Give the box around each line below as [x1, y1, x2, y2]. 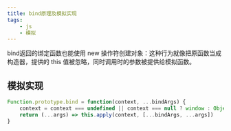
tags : [7, 17, 23, 23]
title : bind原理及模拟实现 [7, 10, 77, 17]
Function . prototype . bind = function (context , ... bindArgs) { [7, 99, 186, 105]
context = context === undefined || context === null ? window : [19, 105, 211, 112]
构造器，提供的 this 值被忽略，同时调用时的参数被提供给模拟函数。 [7, 58, 196, 66]
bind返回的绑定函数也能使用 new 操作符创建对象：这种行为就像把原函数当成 [7, 49, 222, 57]
